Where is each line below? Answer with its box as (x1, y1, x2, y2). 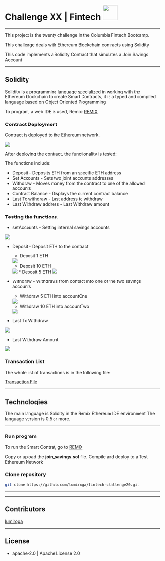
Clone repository (5, 471, 46, 478)
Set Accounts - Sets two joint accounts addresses (12, 175, 114, 181)
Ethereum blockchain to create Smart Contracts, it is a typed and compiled (5, 93, 156, 99)
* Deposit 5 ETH (18, 269, 52, 275)
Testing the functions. (5, 213, 59, 220)
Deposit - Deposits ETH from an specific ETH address (12, 170, 121, 176)
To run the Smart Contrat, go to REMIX (5, 444, 83, 450)
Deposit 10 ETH (19, 263, 51, 269)
